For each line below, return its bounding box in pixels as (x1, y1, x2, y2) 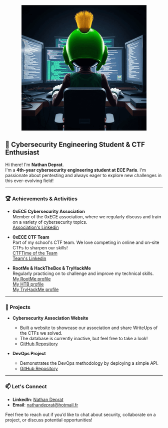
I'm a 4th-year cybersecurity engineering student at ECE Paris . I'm (5, 167, 146, 173)
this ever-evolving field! (5, 178, 54, 184)
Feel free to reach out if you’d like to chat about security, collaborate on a (5, 411, 156, 417)
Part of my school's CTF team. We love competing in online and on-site (12, 239, 159, 245)
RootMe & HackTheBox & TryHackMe (12, 265, 91, 271)
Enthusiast (5, 148, 39, 157)
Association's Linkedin (12, 224, 59, 230)
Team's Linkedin (12, 255, 46, 261)
